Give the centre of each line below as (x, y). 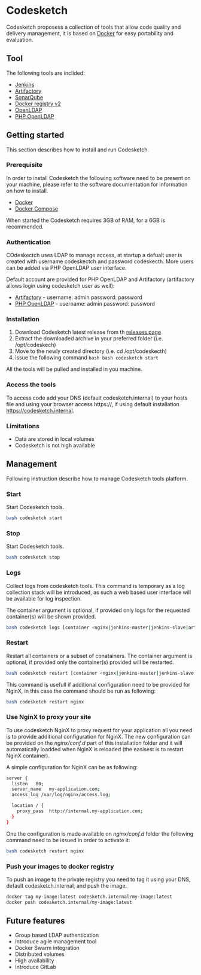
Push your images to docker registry (60, 866)
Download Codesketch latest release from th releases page (88, 332)
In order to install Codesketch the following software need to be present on (99, 178)
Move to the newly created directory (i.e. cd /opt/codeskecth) (91, 351)
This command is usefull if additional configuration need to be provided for (98, 684)
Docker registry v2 (38, 103)
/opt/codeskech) (35, 345)
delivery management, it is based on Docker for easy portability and (90, 33)
